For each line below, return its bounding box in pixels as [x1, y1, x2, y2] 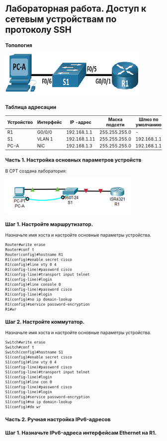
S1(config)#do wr [5, 405, 41, 410]
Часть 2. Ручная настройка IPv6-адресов [5, 416, 111, 423]
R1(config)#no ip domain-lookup [5, 297, 72, 302]
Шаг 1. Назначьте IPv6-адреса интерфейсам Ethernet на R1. [5, 430, 157, 437]
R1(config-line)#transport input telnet [5, 272, 90, 277]
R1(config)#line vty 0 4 [5, 262, 57, 267]
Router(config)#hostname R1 [5, 252, 64, 258]
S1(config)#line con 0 [5, 380, 52, 385]
